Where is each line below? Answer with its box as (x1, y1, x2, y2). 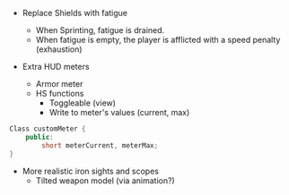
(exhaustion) (35, 44, 83, 55)
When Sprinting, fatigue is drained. (35, 25, 165, 35)
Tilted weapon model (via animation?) (35, 174, 175, 186)
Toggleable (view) (48, 97, 117, 108)
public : (25, 132, 54, 141)
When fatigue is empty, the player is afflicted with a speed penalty (35, 35, 281, 45)
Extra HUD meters (22, 62, 90, 72)
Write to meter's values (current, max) (48, 107, 190, 117)
